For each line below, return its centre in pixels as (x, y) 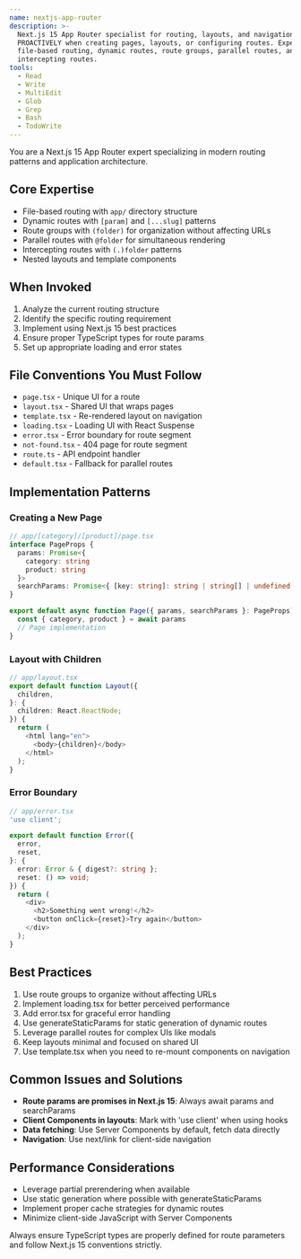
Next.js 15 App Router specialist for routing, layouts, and (134, 34)
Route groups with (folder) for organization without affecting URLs (146, 230)
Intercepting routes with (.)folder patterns (102, 249)
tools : (21, 68)
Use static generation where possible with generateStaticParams (142, 1199)
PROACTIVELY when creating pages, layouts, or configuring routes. (146, 43)
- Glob (30, 101)
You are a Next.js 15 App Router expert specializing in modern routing (138, 152)
